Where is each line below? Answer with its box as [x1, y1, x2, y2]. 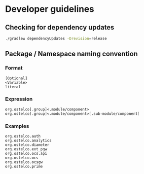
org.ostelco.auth [5, 134, 41, 139]
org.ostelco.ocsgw [5, 160, 43, 165]
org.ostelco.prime [5, 164, 43, 169]
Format [5, 65, 23, 71]
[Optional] [5, 75, 28, 81]
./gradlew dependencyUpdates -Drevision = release [5, 36, 107, 41]
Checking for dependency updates [5, 23, 114, 32]
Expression [5, 96, 33, 103]
